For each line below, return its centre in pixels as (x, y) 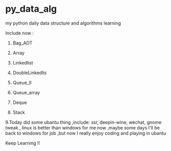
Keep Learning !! (23, 143)
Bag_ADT (23, 43)
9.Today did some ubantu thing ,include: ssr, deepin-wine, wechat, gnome (83, 122)
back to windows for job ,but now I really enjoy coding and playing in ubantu (86, 133)
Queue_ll (22, 82)
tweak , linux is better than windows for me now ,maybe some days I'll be (83, 127)
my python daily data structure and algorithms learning (63, 23)
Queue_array (26, 92)
